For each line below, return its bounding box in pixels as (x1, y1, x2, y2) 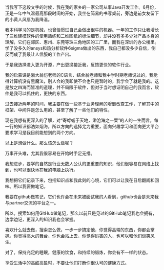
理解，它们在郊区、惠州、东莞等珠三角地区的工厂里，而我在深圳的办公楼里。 (5, 39, 159, 45)
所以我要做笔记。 (13, 183, 48, 189)
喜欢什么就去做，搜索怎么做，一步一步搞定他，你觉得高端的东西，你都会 (5, 227, 150, 232)
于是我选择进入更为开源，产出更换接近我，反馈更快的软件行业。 (5, 62, 133, 67)
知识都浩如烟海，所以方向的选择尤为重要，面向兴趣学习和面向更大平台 (18, 124, 159, 129)
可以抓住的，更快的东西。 (18, 90, 69, 96)
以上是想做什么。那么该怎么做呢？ (5, 140, 74, 146)
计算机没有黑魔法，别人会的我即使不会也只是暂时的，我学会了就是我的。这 (9, 78, 159, 84)
